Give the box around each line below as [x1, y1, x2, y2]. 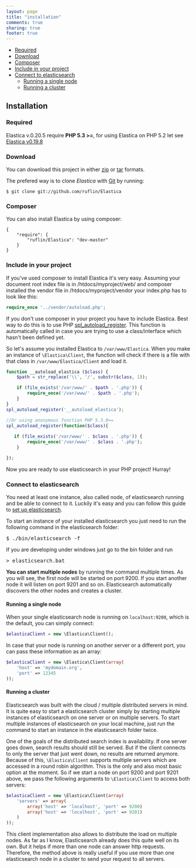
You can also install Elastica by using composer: [6, 215, 122, 223]
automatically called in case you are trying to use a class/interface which [6, 327, 182, 334]
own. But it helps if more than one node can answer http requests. [6, 843, 166, 850]
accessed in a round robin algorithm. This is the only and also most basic [6, 762, 183, 769]
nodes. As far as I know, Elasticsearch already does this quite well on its [6, 837, 180, 844]
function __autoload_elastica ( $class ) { [6, 369, 109, 375]
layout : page [6, 8, 38, 15]
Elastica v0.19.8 [6, 138, 43, 145]
